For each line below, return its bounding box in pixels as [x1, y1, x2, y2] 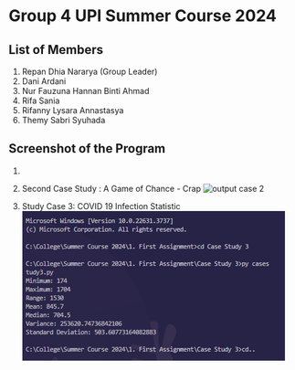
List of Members [8, 42, 104, 58]
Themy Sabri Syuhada [21, 115, 106, 125]
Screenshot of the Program [8, 141, 166, 156]
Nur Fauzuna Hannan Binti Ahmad [21, 86, 150, 96]
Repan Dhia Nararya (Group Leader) [21, 66, 158, 77]
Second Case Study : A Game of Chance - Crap [21, 183, 202, 194]
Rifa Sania [21, 95, 60, 106]
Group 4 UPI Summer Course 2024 [8, 5, 278, 26]
